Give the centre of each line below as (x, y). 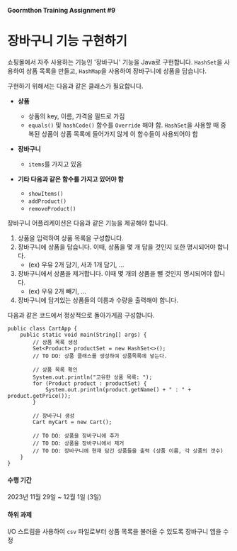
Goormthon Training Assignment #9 (61, 10)
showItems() (46, 194)
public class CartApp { (42, 328)
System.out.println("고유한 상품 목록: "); (93, 377)
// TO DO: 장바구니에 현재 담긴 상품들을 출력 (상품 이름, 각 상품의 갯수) (128, 451)
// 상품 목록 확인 (55, 369)
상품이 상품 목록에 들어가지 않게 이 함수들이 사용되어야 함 (120, 133)
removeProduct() (52, 208)
